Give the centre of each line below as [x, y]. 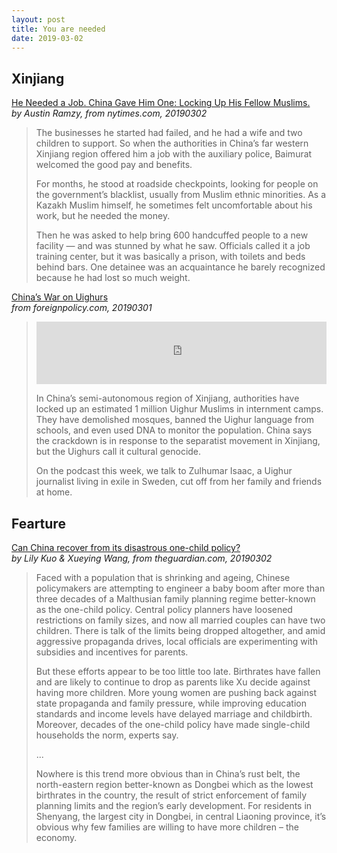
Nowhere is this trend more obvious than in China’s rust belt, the [168, 774]
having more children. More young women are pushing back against [176, 692]
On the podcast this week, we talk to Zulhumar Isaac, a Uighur [164, 471]
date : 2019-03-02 [47, 38]
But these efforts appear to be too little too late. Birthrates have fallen [178, 671]
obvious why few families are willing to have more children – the [167, 827]
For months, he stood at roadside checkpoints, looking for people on [177, 184]
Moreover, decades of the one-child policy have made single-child [173, 724]
